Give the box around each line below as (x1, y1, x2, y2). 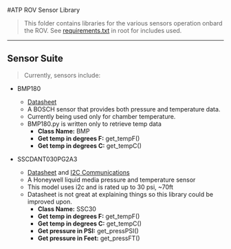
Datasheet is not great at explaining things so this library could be (27, 190, 214, 198)
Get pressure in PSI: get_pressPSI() (37, 226, 139, 235)
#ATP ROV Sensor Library (7, 6, 80, 14)
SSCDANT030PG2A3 (16, 155, 78, 163)
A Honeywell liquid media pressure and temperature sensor (27, 175, 196, 184)
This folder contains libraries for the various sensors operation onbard (23, 19, 223, 27)
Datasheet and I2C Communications (27, 168, 130, 176)
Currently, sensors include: (23, 71, 101, 79)
